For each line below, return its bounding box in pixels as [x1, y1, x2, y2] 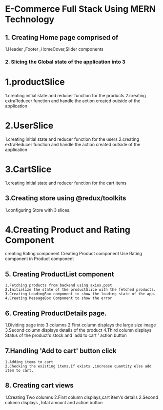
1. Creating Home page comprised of [5, 33, 119, 42]
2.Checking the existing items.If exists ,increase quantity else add [5, 364, 152, 368]
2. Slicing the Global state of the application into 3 [5, 58, 126, 65]
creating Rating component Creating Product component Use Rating [5, 251, 143, 257]
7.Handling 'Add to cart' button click [5, 346, 117, 355]
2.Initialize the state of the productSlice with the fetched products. [5, 287, 156, 292]
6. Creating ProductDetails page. [5, 309, 107, 317]
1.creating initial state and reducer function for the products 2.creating [5, 92, 146, 98]
